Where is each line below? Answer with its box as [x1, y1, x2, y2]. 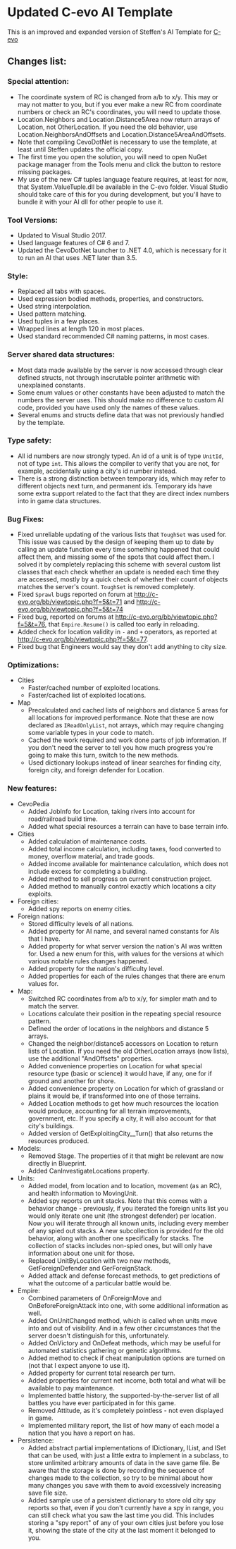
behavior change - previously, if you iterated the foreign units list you [27, 1204, 229, 1212]
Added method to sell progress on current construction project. [27, 875, 213, 883]
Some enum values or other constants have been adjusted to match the [17, 388, 225, 397]
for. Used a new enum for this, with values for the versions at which [27, 949, 224, 958]
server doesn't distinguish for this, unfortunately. [27, 1331, 170, 1340]
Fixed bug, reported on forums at [17, 612, 114, 621]
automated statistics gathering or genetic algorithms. [27, 1346, 182, 1354]
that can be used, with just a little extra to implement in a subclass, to [27, 1451, 229, 1459]
